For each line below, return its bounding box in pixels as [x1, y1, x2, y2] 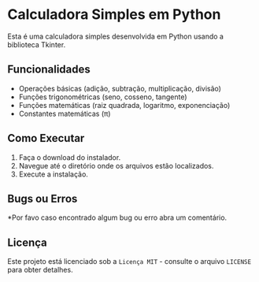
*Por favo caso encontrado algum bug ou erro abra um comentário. [7, 213, 228, 222]
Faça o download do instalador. [18, 152, 121, 162]
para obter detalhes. [7, 265, 73, 275]
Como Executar [7, 132, 85, 145]
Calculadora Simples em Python [7, 6, 221, 24]
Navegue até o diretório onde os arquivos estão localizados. [18, 161, 214, 170]
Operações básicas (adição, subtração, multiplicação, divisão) [18, 83, 222, 93]
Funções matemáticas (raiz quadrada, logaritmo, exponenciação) [18, 100, 231, 109]
